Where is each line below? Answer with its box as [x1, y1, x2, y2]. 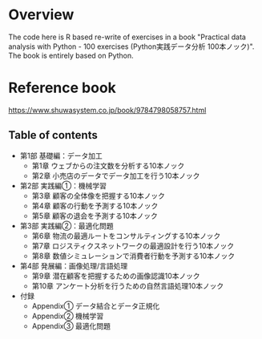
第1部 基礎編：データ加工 [19, 151, 103, 160]
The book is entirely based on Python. [8, 50, 134, 60]
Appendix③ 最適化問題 [31, 321, 111, 330]
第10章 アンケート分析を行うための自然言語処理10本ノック [31, 280, 224, 290]
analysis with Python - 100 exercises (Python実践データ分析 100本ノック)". [8, 42, 255, 51]
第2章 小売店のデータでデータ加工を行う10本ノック [31, 171, 200, 180]
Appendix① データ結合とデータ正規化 [31, 301, 160, 310]
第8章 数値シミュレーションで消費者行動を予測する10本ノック [31, 251, 235, 260]
